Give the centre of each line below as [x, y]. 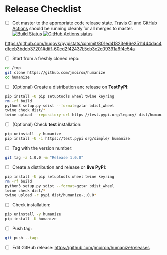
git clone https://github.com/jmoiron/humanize [55, 73]
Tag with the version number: [42, 148]
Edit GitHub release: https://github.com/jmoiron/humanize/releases [81, 248]
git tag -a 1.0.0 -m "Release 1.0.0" [44, 158]
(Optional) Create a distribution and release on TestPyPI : [70, 87]
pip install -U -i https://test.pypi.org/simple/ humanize [68, 139]
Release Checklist [43, 9]
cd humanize [17, 77]
